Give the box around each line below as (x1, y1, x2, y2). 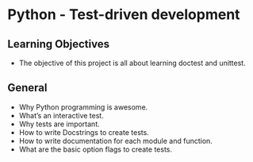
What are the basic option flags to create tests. (18, 145, 172, 154)
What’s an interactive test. (18, 110, 104, 120)
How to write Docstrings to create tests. (18, 127, 150, 137)
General (7, 81, 48, 94)
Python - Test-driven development (7, 6, 240, 24)
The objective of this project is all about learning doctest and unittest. (18, 58, 247, 67)
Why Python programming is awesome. (18, 102, 148, 112)
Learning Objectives (7, 37, 110, 51)
